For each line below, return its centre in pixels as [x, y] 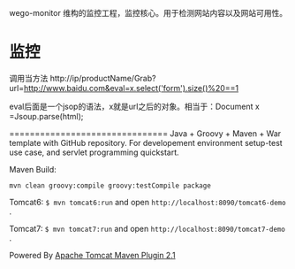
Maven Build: [33, 169]
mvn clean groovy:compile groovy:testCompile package [110, 185]
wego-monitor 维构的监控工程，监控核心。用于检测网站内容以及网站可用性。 [148, 13]
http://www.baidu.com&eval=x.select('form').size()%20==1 [131, 88]
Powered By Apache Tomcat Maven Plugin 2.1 [92, 255]
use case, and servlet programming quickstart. [94, 152]
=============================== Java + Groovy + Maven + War [145, 133]
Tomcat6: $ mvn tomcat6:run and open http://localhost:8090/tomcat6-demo [147, 202]
